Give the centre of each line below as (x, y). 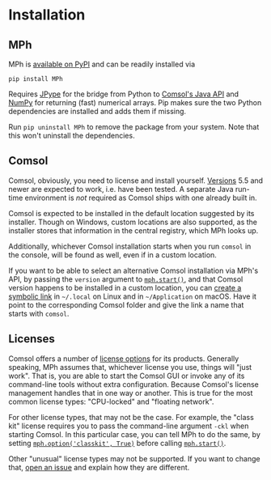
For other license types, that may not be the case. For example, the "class (131, 417)
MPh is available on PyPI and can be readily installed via (102, 64)
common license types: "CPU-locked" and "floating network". (111, 401)
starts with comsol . (39, 313)
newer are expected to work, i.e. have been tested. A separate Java (121, 189)
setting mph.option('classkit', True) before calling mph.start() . (117, 443)
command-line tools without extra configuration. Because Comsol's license (133, 384)
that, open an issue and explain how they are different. (99, 467)
